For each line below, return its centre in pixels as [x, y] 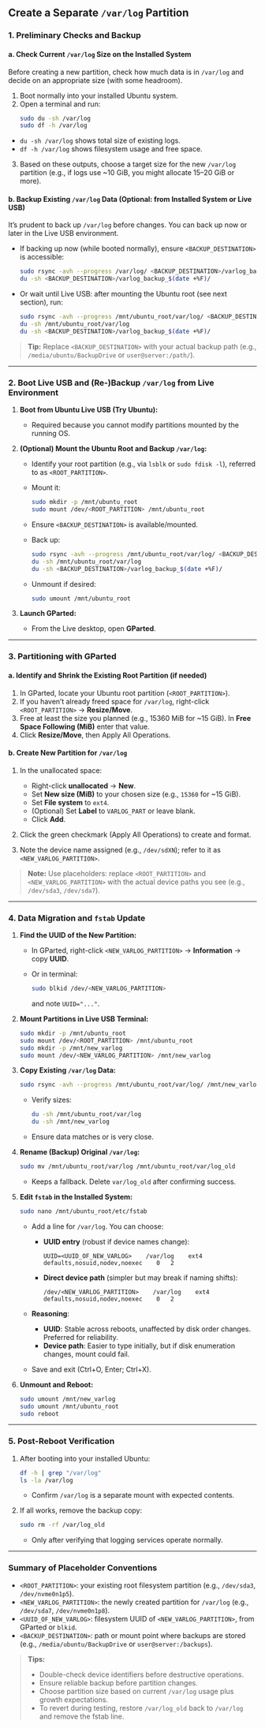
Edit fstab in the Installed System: [76, 1196]
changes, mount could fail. [86, 1354]
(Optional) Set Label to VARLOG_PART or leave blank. [113, 811]
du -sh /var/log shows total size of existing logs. [100, 140]
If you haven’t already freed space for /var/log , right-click [114, 701]
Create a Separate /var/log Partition [99, 13]
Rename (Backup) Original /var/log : [80, 1152]
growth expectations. [74, 1700]
